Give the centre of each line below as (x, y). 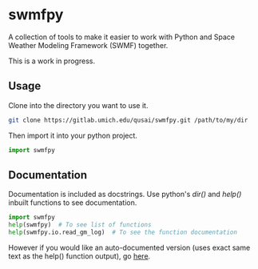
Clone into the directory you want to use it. (78, 105)
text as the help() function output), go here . (79, 256)
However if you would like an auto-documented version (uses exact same (129, 247)
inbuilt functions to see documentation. (73, 203)
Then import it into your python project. (73, 135)
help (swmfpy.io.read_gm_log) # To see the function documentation (123, 233)
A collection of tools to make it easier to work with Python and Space (122, 37)
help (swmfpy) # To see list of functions (80, 225)
